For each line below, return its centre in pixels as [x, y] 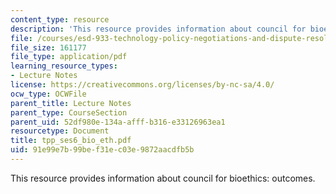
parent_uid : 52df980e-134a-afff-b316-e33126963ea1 [118, 122]
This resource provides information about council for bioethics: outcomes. [163, 178]
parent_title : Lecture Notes [71, 103]
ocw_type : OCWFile [48, 94]
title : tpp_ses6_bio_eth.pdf [71, 141]
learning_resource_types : [64, 66]
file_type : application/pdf [69, 57]
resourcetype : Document [60, 131]
